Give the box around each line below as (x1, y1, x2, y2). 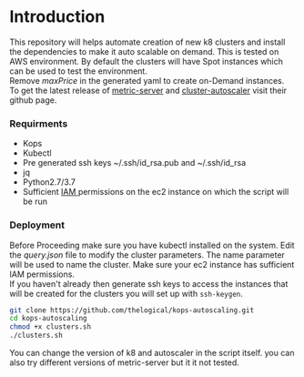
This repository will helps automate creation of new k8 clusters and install (9, 36, 286, 47)
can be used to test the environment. (9, 66, 147, 76)
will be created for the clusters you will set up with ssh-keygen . (9, 288, 244, 299)
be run (22, 196, 48, 207)
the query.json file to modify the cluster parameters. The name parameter (9, 249, 285, 260)
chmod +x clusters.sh (9, 322, 92, 331)
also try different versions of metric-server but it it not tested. (9, 357, 239, 368)
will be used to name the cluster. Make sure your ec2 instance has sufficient (9, 259, 295, 270)
